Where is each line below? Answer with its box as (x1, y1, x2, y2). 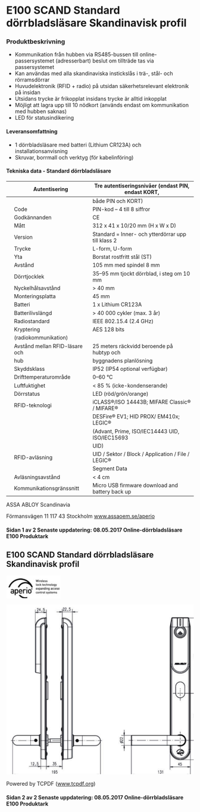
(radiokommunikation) (14, 334, 68, 341)
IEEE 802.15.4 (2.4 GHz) (92, 317, 154, 324)
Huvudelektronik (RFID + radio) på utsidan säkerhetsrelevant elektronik (14, 83, 189, 90)
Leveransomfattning (6, 128, 58, 135)
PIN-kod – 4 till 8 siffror (92, 205, 151, 213)
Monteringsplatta (14, 293, 56, 300)
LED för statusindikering (14, 114, 74, 121)
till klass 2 (92, 236, 117, 244)
